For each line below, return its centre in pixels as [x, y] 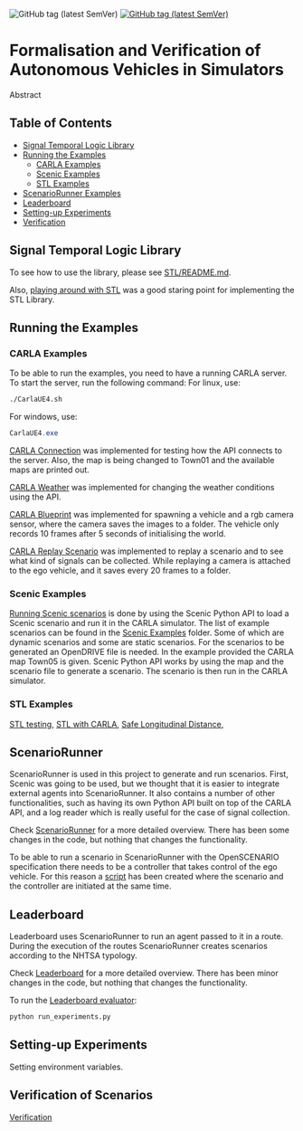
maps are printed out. [50, 470]
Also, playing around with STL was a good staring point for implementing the [152, 290]
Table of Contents [61, 124]
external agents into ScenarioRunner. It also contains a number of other [142, 794]
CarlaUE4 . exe [34, 433]
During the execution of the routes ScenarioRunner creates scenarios [139, 946]
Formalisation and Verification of [135, 51]
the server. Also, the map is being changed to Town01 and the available [142, 460]
